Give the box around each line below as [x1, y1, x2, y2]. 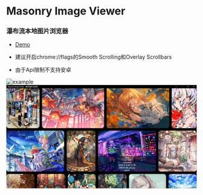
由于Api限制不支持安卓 [14, 66, 71, 74]
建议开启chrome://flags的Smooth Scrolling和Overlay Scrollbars [14, 53, 172, 61]
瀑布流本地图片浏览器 [6, 27, 68, 36]
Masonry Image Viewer [6, 4, 126, 18]
